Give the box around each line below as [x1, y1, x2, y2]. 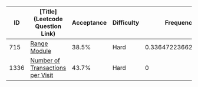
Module [30, 47, 52, 55]
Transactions [30, 64, 67, 72]
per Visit [30, 71, 54, 79]
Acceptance [71, 19, 107, 26]
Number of [30, 56, 60, 64]
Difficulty [112, 19, 140, 26]
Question [35, 22, 62, 30]
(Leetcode [33, 15, 63, 23]
